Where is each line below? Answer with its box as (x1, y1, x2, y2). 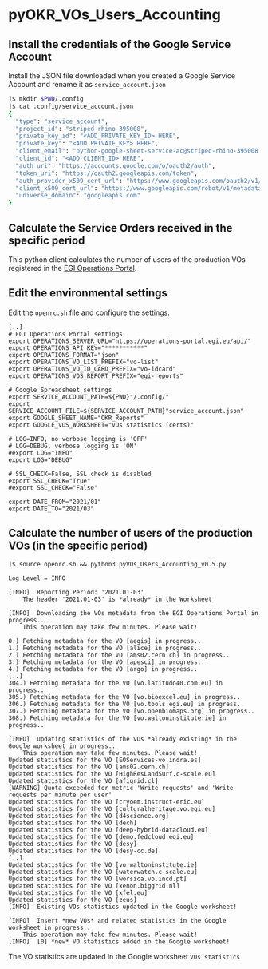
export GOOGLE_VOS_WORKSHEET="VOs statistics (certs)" (8, 421, 195, 429)
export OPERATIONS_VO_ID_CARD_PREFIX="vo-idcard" (8, 365, 177, 373)
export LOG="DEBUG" (8, 455, 73, 464)
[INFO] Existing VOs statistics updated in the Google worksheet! (8, 903, 238, 911)
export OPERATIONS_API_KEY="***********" (8, 344, 148, 352)
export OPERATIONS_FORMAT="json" (8, 351, 120, 359)
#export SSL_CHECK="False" (8, 483, 98, 492)
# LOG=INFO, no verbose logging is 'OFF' (8, 435, 148, 443)
